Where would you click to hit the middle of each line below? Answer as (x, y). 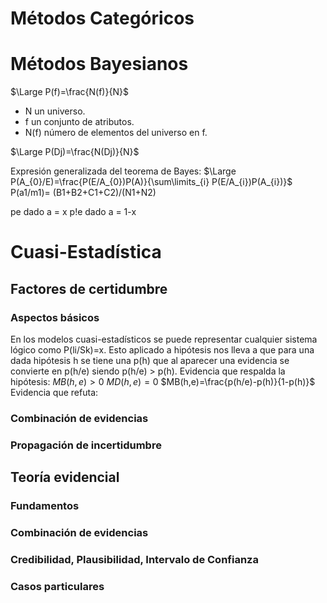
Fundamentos (45, 506)
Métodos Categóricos (102, 18)
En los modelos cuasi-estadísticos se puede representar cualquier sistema (164, 339)
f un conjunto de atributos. (79, 122)
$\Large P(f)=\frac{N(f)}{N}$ (69, 92)
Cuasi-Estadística (86, 252)
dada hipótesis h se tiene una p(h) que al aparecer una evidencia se (150, 360)
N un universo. (55, 111)
